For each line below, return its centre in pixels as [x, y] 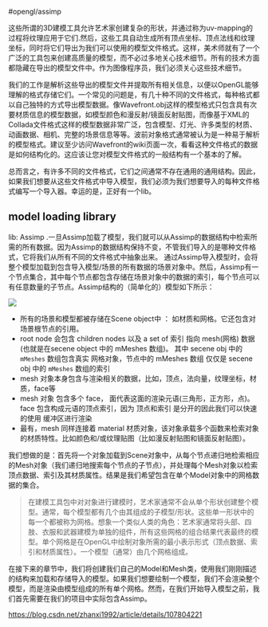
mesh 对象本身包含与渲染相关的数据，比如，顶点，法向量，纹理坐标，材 [138, 378]
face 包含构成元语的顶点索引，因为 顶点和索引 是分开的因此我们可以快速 [138, 408]
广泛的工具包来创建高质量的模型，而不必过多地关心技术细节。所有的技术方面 [134, 58]
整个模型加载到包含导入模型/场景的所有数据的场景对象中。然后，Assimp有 [130, 267]
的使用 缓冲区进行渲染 [56, 418]
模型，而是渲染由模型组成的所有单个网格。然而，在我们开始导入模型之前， [130, 588]
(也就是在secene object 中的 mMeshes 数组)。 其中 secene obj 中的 [131, 348]
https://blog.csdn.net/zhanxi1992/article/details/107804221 [105, 614]
